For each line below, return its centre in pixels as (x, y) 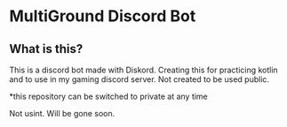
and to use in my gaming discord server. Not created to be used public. (139, 79)
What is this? (46, 49)
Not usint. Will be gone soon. (62, 113)
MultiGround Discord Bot (103, 16)
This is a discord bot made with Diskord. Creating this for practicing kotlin (143, 70)
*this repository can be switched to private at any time (109, 96)
